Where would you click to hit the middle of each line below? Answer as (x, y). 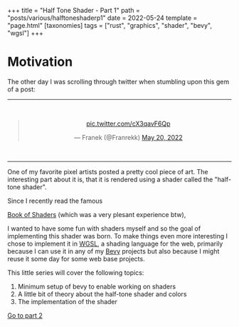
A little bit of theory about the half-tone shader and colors (102, 294)
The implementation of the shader (67, 301)
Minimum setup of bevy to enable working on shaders (97, 286)
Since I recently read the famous (55, 201)
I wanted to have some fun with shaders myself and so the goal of (104, 228)
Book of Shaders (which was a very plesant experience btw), (97, 214)
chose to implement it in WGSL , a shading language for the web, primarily (115, 243)
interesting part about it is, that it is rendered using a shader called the (110, 179)
